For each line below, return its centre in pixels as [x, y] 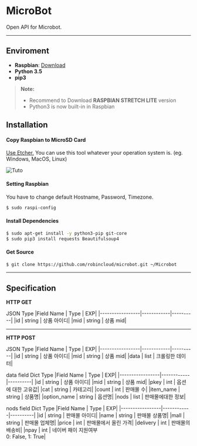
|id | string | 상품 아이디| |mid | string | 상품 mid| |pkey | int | [105, 382]
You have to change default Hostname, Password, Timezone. [80, 197]
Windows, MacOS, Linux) [37, 159]
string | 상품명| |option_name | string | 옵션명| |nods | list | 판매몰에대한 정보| [96, 397]
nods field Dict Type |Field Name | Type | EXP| [62, 408]
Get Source [20, 252]
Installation [27, 125]
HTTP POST [21, 338]
